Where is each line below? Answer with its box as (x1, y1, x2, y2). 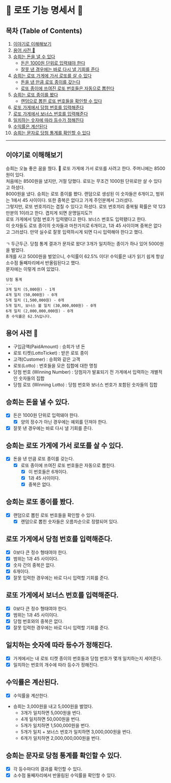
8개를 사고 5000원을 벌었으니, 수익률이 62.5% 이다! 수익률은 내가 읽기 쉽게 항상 (6, 253, 164, 259)
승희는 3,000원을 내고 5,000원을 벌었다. (13, 703, 93, 709)
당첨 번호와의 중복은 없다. (13, 618, 64, 624)
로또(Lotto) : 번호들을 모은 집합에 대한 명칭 (13, 362, 98, 368)
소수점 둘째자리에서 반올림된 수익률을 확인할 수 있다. (13, 772, 116, 778)
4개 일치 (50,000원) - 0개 (6, 292, 58, 297)
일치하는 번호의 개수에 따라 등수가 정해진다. (13, 662, 99, 668)
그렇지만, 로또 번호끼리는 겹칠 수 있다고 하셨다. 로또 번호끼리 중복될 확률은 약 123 (6, 203, 166, 209)
